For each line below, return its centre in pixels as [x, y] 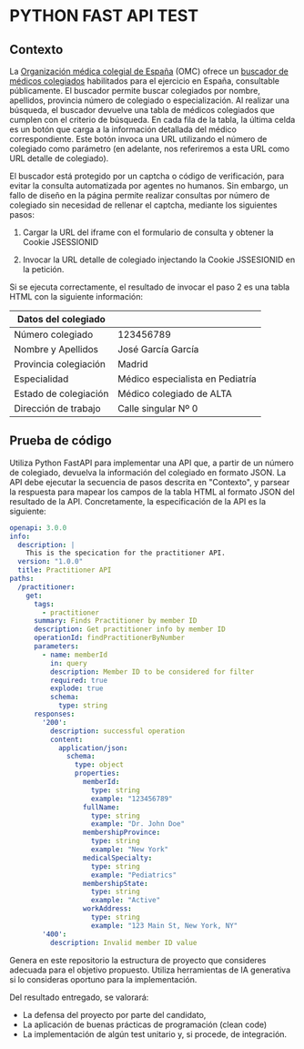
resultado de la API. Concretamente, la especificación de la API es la [138, 501]
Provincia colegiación [60, 364]
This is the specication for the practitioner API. [126, 553]
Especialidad [41, 379]
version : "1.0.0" [51, 562]
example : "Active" [126, 901]
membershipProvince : [122, 833]
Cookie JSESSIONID [61, 242]
